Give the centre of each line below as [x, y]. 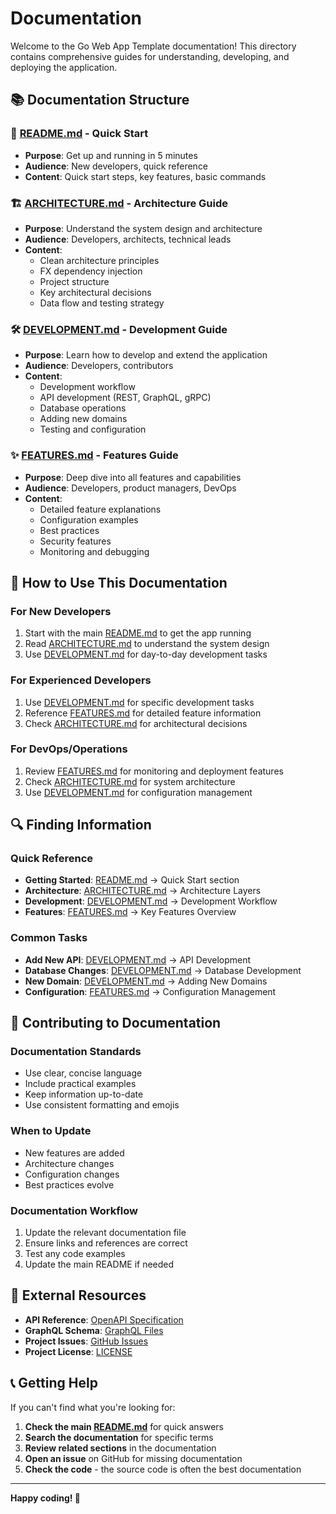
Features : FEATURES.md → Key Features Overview [130, 912]
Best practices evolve [69, 1184]
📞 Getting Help [54, 1383]
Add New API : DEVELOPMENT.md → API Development [138, 959]
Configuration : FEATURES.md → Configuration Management [150, 991]
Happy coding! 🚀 [45, 1498]
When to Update [51, 1131]
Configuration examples [89, 519]
